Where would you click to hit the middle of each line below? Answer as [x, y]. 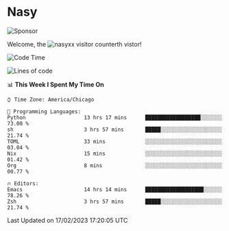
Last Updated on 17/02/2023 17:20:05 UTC [68, 220]
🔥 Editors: [23, 183]
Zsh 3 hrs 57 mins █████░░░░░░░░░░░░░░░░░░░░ [115, 202]
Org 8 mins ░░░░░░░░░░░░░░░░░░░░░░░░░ [115, 165]
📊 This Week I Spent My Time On [56, 84]
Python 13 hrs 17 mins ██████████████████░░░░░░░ [115, 117]
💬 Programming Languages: [44, 111]
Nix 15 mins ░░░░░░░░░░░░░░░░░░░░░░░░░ [115, 154]
